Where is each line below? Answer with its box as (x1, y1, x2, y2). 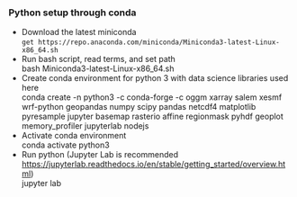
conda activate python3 (21, 139, 110, 150)
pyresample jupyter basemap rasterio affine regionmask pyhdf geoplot (21, 111, 284, 122)
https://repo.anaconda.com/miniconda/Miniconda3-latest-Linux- (38, 38, 280, 47)
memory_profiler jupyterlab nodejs (21, 121, 149, 131)
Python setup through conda (8, 6, 137, 19)
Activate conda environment (21, 130, 127, 141)
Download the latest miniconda (21, 27, 137, 38)
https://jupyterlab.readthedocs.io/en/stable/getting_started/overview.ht (21, 159, 286, 170)
